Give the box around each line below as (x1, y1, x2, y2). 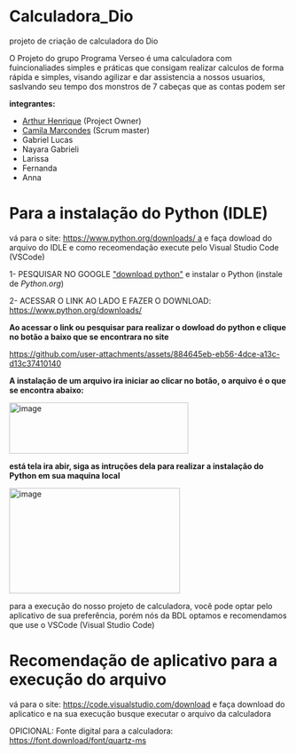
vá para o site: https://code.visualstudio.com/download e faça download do (9, 699, 285, 710)
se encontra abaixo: (9, 385, 84, 395)
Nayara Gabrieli (21, 144, 80, 155)
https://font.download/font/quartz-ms (9, 734, 147, 745)
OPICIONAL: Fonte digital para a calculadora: (9, 726, 174, 736)
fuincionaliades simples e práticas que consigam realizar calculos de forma (9, 62, 284, 73)
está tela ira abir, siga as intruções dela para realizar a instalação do (9, 460, 264, 472)
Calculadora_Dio (9, 6, 134, 27)
